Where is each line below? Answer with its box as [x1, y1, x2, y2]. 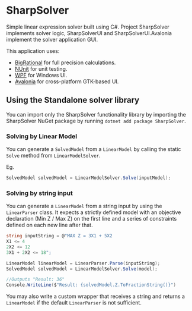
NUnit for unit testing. [14, 65, 68, 72]
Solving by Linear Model [6, 132, 78, 140]
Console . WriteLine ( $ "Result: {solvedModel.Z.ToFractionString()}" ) [6, 282, 177, 288]
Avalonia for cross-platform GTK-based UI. [14, 78, 119, 85]
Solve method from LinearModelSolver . [6, 152, 101, 159]
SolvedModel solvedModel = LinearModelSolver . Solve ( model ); [6, 266, 158, 272]
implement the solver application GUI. [6, 36, 98, 43]
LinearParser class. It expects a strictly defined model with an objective [6, 209, 181, 216]
